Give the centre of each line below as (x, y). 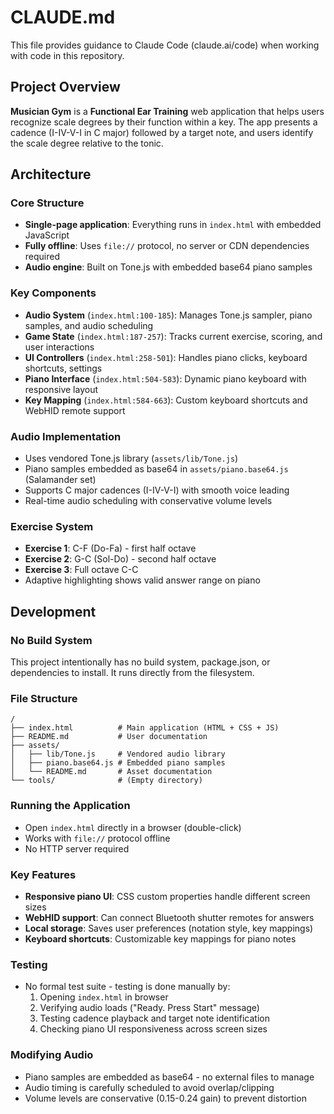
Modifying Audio (52, 1055)
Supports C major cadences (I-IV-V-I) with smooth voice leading (157, 490)
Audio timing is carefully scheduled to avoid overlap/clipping (149, 1087)
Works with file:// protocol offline (97, 838)
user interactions (59, 347)
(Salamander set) (60, 480)
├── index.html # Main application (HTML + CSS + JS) (145, 728)
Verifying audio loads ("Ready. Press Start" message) (149, 1008)
